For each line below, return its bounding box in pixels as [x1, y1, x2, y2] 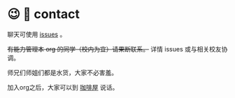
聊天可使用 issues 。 [7, 30, 66, 38]
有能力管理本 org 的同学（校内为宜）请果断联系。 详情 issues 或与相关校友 [7, 44, 222, 53]
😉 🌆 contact [7, 6, 80, 22]
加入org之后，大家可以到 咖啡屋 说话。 [7, 83, 119, 91]
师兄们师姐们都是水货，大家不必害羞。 [7, 68, 117, 76]
